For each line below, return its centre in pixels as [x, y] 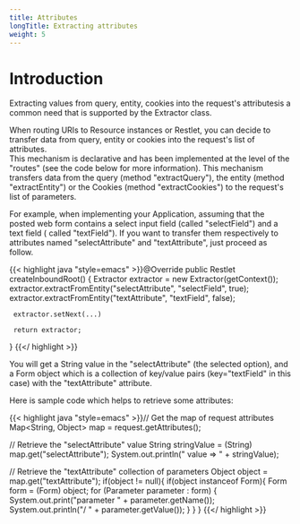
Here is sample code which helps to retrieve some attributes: [121, 400]
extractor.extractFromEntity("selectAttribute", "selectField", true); [129, 288]
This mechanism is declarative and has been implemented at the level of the [150, 159]
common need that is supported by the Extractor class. [111, 113]
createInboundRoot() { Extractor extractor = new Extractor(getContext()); [144, 279]
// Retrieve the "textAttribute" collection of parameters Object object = [139, 472]
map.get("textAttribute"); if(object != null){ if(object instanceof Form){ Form [148, 481]
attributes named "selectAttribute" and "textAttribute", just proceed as [138, 243]
